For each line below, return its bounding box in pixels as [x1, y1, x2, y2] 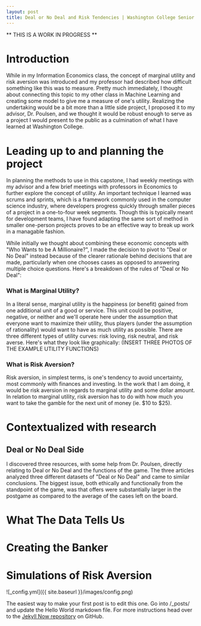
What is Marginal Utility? [6, 287, 80, 295]
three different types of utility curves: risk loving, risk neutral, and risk [6, 332, 179, 339]
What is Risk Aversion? [6, 360, 75, 368]
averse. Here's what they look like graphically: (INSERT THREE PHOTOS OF [6, 338, 193, 346]
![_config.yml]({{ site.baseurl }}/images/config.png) [6, 588, 133, 596]
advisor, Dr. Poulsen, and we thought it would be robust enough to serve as [6, 110, 193, 117]
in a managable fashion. [6, 228, 65, 235]
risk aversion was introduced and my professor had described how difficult [6, 78, 192, 85]
